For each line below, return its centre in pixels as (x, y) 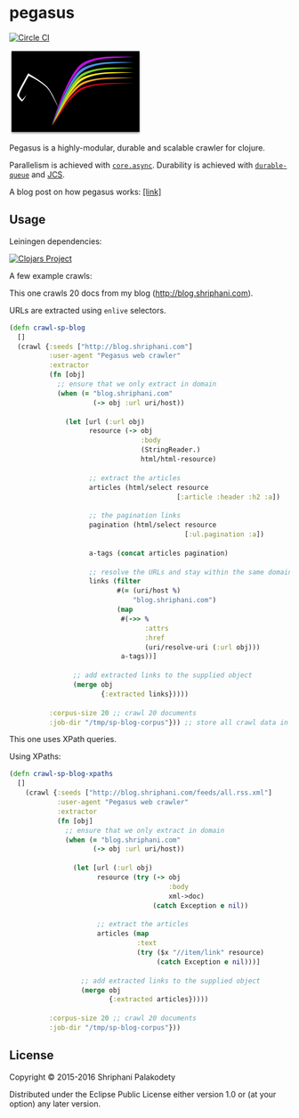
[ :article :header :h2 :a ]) (228, 497)
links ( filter (115, 582)
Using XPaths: (35, 756)
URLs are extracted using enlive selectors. (88, 310)
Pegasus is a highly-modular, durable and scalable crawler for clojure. (137, 147)
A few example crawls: (51, 275)
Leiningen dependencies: (56, 241)
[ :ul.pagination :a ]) (224, 535)
